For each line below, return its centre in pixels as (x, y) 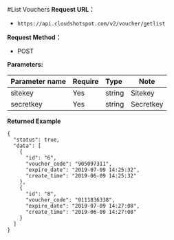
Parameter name (39, 81)
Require (86, 81)
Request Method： (34, 37)
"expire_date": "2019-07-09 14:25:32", (82, 170)
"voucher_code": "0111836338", (70, 200)
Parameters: (25, 64)
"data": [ (27, 146)
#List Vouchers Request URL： (51, 9)
